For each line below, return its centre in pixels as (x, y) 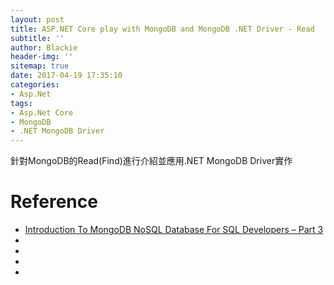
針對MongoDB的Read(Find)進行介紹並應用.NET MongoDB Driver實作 (151, 161)
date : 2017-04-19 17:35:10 (66, 76)
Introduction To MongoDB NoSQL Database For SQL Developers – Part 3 (174, 230)
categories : (35, 85)
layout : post (37, 19)
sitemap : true (40, 66)
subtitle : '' (37, 38)
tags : (21, 103)
